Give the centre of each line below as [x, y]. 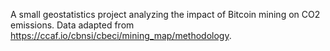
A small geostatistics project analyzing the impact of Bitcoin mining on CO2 [165, 14]
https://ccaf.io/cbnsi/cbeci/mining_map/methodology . [121, 35]
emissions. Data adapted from [72, 25]
